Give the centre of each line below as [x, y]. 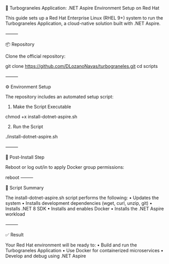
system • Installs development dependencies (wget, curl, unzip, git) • [79, 203]
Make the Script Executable [42, 107]
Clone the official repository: [35, 56]
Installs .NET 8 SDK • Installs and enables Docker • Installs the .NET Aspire [85, 209]
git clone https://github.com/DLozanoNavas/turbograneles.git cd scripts [82, 66]
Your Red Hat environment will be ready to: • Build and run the [71, 245]
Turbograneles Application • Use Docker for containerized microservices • [84, 250]
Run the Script [28, 127]
